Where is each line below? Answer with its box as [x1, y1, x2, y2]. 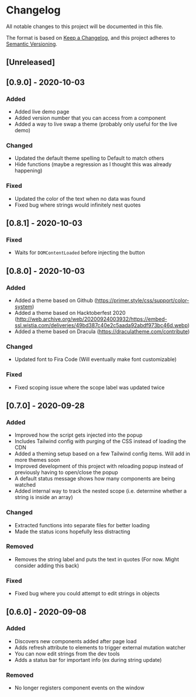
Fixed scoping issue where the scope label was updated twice [14, 384, 165, 391]
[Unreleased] [6, 57, 56, 67]
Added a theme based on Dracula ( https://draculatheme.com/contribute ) [14, 328, 190, 335]
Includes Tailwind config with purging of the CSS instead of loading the [14, 438, 186, 445]
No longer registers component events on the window [14, 684, 145, 691]
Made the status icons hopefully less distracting [14, 528, 130, 535]
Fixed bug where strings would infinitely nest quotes [14, 201, 141, 208]
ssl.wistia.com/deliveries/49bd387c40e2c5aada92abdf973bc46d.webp [14, 321, 188, 328]
